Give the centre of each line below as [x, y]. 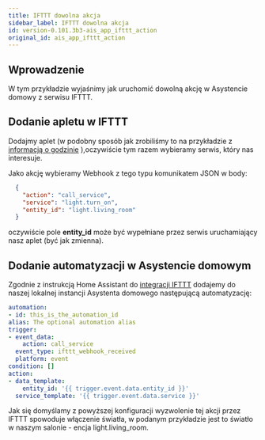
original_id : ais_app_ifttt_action [67, 38]
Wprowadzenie [46, 69]
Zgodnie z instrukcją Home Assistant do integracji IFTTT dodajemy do [122, 285]
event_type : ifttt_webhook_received [76, 352]
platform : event [42, 359]
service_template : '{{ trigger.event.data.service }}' [108, 396]
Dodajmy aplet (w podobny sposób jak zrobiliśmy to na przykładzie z [121, 141]
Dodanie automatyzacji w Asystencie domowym [130, 266]
